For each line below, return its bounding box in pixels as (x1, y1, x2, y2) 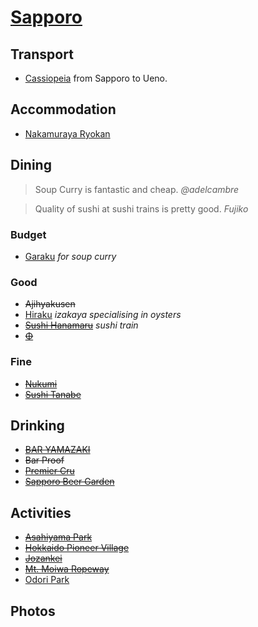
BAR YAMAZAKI (24, 444, 91, 456)
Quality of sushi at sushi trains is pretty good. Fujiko (34, 202, 249, 215)
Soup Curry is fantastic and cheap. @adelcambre (34, 183, 240, 195)
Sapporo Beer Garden (24, 476, 115, 488)
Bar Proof (24, 454, 65, 466)
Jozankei (24, 552, 63, 565)
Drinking (10, 417, 65, 434)
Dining (10, 157, 52, 174)
